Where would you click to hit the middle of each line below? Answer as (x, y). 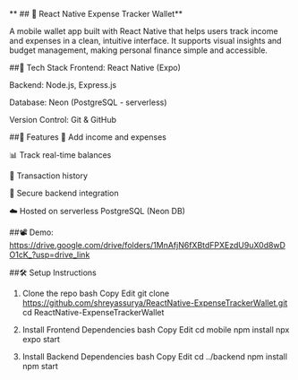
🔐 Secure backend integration (64, 193)
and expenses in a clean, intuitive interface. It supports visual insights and (145, 41)
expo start (41, 339)
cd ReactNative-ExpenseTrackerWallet (93, 312)
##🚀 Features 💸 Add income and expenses (88, 137)
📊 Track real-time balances (60, 155)
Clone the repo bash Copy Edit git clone (96, 293)
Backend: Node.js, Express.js (63, 85)
